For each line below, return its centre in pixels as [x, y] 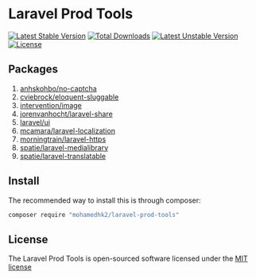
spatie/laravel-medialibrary [64, 147]
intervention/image [50, 105]
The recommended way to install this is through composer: [105, 200]
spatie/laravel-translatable [62, 156]
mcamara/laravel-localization [67, 130]
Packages [33, 70]
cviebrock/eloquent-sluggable [69, 97]
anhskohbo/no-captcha [58, 88]
